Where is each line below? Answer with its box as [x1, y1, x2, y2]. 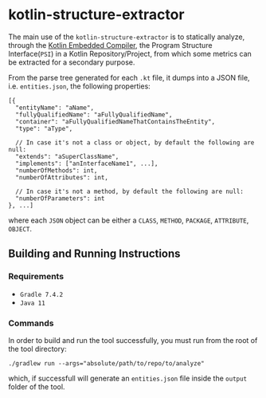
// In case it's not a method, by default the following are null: [15, 187, 244, 195]
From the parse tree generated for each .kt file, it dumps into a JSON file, [8, 73, 250, 82]
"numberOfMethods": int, [15, 166, 98, 175]
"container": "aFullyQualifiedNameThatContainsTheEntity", [15, 117, 216, 125]
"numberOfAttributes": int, [15, 173, 109, 181]
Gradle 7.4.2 [19, 290, 64, 298]
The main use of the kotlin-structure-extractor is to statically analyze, [8, 32, 245, 41]
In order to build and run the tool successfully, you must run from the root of [8, 335, 258, 345]
